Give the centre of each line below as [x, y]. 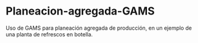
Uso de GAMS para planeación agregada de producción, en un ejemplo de [99, 28]
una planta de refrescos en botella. [49, 34]
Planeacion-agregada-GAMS [80, 11]
